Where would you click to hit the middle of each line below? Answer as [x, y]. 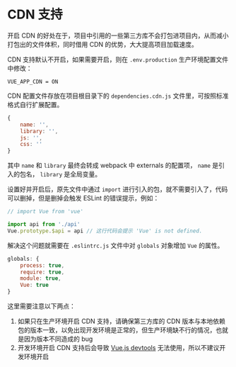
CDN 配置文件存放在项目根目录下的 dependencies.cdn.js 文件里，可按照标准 [118, 96]
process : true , [42, 265]
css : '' [31, 145]
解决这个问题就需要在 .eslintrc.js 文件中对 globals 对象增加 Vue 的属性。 [116, 245]
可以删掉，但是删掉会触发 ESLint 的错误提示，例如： [83, 198]
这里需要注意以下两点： [41, 306]
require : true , [42, 272]
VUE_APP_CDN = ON [33, 81]
